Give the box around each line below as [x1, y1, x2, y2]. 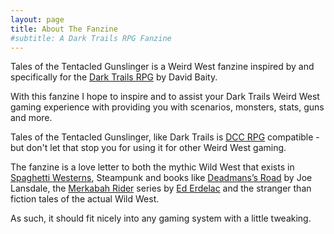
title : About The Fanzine [10, 24, 118, 34]
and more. [10, 112, 53, 124]
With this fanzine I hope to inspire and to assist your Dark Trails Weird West [10, 91, 320, 103]
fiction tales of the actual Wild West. [10, 193, 160, 205]
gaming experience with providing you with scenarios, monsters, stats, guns [10, 101, 325, 113]
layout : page [10, 14, 65, 25]
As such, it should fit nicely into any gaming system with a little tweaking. [10, 212, 312, 225]
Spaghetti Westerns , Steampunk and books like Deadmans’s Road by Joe [10, 172, 313, 184]
